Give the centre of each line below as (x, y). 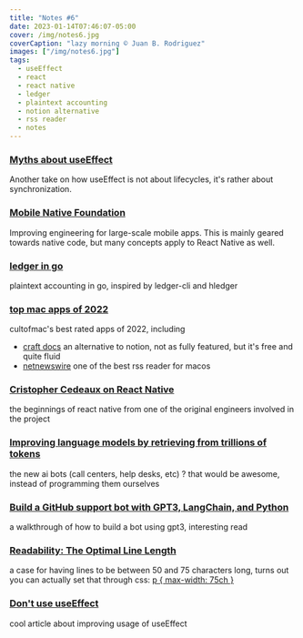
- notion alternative (59, 111)
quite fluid (41, 357)
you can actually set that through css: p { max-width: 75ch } (122, 580)
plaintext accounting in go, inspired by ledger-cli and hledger (124, 285)
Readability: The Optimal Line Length (93, 550)
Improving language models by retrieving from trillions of (138, 442)
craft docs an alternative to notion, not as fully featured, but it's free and (157, 347)
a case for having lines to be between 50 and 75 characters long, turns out (149, 571)
